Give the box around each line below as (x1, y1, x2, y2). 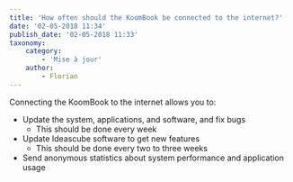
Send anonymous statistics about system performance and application (22, 152, 285, 163)
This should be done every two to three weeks (35, 142, 209, 153)
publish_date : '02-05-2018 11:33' (9, 30, 139, 39)
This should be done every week (35, 123, 157, 134)
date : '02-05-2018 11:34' (9, 22, 106, 31)
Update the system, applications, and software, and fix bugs (22, 114, 246, 124)
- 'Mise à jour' (41, 55, 102, 64)
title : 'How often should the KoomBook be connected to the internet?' (9, 13, 283, 23)
